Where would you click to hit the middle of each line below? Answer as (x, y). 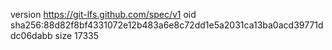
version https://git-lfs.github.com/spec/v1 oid (103, 14)
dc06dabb (31, 35)
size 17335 (76, 35)
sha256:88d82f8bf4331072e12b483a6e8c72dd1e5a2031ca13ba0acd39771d (167, 25)
